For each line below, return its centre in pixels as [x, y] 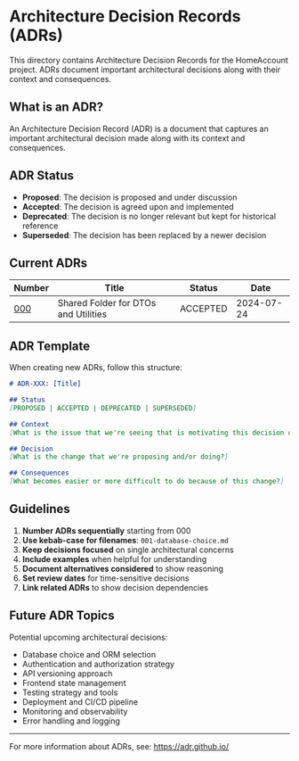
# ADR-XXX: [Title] [45, 384]
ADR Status [41, 176]
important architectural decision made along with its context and [127, 138]
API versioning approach [67, 673]
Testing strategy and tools [70, 692]
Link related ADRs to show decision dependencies [115, 587]
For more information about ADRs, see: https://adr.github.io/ [119, 746]
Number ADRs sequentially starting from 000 [106, 530]
